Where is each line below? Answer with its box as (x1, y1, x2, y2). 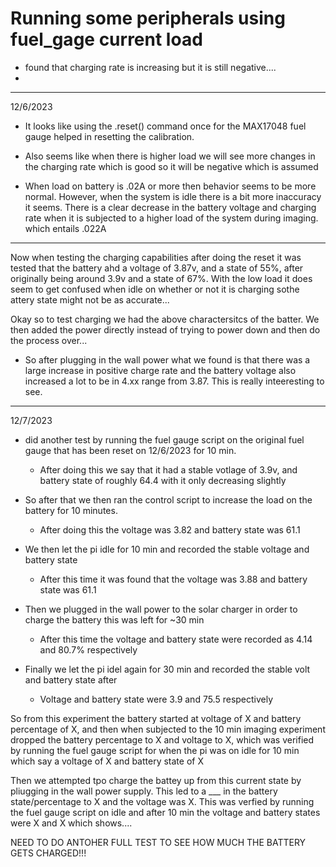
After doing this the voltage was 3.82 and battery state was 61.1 (39, 523, 301, 536)
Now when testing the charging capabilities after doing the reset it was (10, 251, 302, 263)
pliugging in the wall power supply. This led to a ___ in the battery (10, 785, 278, 797)
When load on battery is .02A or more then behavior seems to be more (24, 180, 317, 192)
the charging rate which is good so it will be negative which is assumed (24, 160, 319, 172)
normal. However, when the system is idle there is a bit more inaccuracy (24, 190, 322, 202)
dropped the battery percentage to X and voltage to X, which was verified (10, 733, 315, 746)
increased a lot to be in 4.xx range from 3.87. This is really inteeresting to (24, 375, 325, 387)
